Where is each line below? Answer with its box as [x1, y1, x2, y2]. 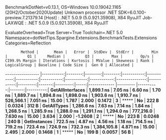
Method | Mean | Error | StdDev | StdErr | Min [20, 49, 159, 54]
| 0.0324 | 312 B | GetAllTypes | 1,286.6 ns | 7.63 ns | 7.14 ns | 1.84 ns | [5, 103, 153, 108]
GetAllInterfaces [50, 87, 85, 93]
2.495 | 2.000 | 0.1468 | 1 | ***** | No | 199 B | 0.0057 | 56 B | [5, 129, 134, 135]
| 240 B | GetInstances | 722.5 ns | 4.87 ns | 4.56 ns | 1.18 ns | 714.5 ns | [5, 119, 156, 124]
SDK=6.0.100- [118, 9, 146, 15]
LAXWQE [5, 20, 24, 26]
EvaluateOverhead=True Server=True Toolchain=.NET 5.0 [5, 30, 123, 35]
